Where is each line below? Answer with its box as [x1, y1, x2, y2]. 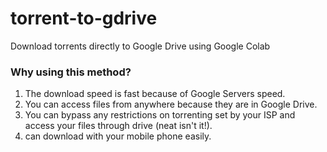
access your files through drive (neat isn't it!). [24, 120, 213, 132]
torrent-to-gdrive [10, 7, 158, 30]
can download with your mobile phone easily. [24, 130, 212, 142]
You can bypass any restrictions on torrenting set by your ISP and [24, 109, 296, 121]
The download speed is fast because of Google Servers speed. [24, 88, 286, 100]
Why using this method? [10, 65, 132, 79]
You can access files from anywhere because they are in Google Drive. [24, 98, 318, 111]
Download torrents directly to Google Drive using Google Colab [10, 40, 271, 52]
